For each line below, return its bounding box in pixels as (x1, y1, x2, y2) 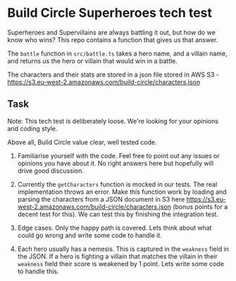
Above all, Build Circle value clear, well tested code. (7, 138, 157, 146)
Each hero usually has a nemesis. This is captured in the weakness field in (17, 244, 229, 253)
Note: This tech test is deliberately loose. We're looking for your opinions (7, 117, 218, 125)
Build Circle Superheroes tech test (7, 5, 213, 21)
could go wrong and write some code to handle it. (17, 230, 162, 240)
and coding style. (7, 124, 58, 133)
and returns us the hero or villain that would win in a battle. (7, 56, 178, 65)
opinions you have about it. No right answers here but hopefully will (17, 159, 213, 167)
